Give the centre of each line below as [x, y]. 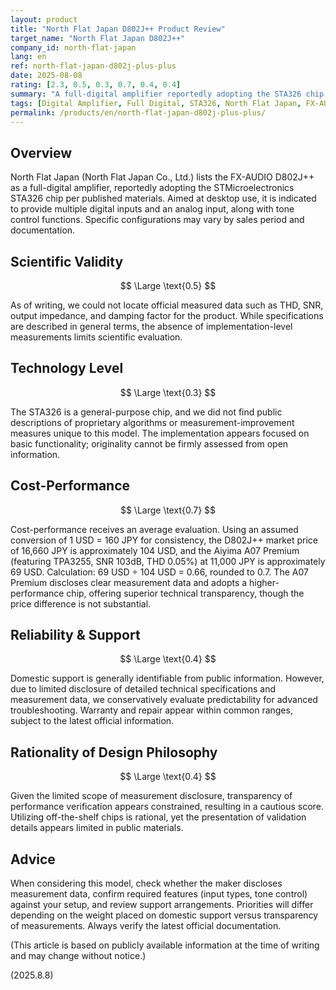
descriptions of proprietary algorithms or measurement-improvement [152, 422]
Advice [33, 859]
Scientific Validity [67, 261]
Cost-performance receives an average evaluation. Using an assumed [154, 529]
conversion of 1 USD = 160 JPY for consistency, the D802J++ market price [164, 540]
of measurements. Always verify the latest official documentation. [146, 926]
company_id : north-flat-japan [73, 47]
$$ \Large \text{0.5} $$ [168, 285]
